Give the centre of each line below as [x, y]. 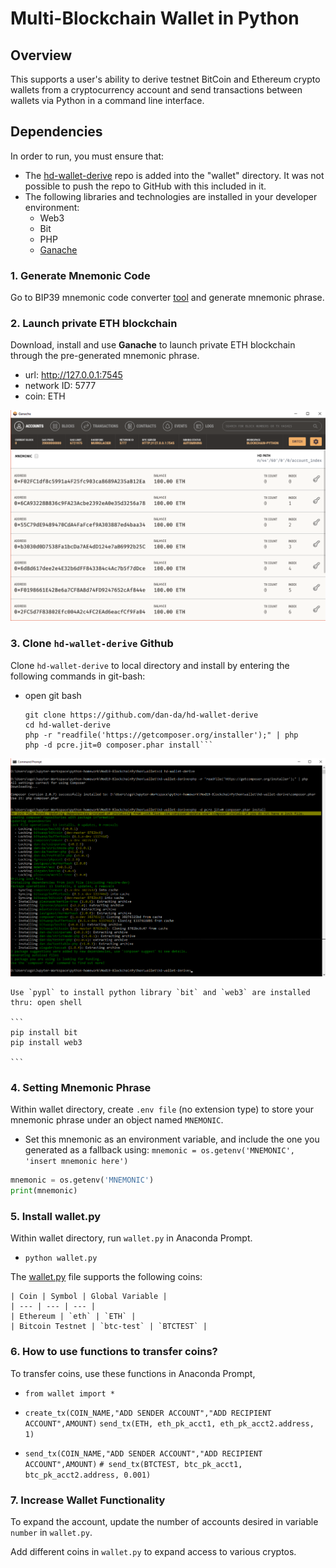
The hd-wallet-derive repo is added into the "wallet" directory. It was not [174, 175]
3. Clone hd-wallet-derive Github [92, 644]
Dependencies [56, 132]
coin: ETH [45, 396]
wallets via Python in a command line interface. [107, 100]
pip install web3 [46, 1042]
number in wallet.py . [51, 1532]
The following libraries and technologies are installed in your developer [171, 196]
